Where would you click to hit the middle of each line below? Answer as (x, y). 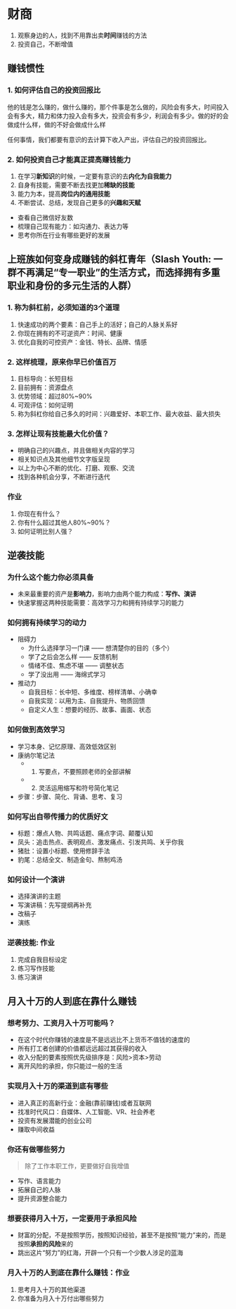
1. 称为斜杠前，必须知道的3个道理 (64, 308)
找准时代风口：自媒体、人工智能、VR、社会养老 (86, 1111)
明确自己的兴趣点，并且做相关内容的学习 (76, 451)
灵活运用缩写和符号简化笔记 (79, 788)
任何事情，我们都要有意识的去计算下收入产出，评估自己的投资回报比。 (109, 139)
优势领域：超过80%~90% (55, 396)
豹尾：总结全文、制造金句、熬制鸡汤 (70, 860)
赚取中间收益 (36, 1129)
